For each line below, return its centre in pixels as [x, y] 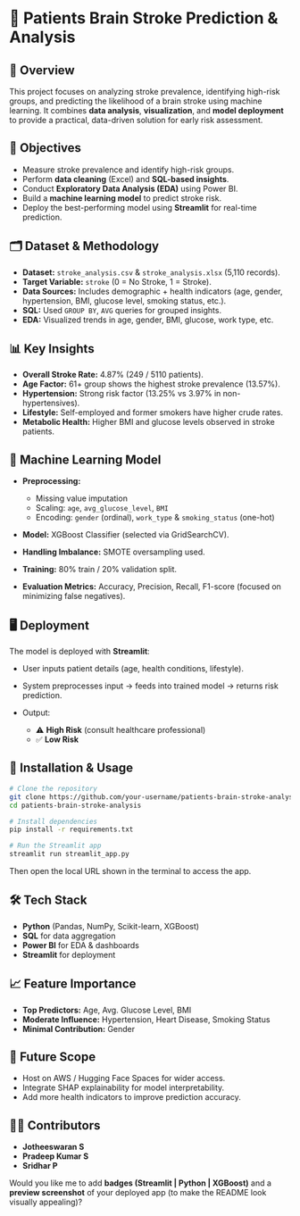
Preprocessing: [51, 481]
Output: [36, 712]
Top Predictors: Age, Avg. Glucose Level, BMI [107, 1010]
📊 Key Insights [52, 349]
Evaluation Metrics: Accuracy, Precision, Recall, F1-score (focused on [151, 587]
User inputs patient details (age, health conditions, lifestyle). [133, 669]
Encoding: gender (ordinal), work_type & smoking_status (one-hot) [155, 518]
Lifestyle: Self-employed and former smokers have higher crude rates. [153, 412]
